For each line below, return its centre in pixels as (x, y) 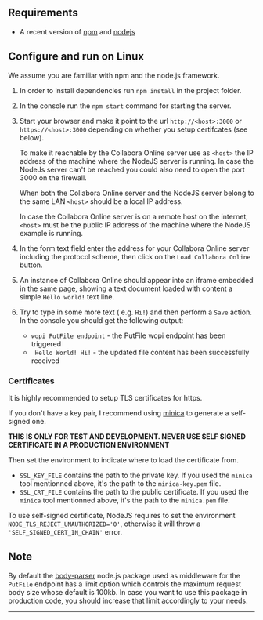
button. (31, 265)
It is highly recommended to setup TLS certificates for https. (105, 397)
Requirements (43, 13)
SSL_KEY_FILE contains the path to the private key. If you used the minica (136, 475)
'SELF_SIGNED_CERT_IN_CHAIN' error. (65, 531)
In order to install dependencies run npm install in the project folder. (130, 90)
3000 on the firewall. (53, 178)
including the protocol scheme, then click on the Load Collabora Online (135, 256)
